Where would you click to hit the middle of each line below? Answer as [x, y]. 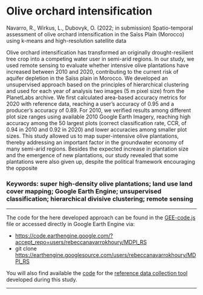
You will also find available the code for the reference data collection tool [97, 273]
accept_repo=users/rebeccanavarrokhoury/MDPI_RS [81, 242]
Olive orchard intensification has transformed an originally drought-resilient [100, 52]
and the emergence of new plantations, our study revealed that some [92, 155]
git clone [26, 248]
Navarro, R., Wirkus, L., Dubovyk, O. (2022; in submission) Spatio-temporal [100, 28]
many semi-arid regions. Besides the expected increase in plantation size [98, 149]
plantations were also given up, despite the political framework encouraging [101, 161]
